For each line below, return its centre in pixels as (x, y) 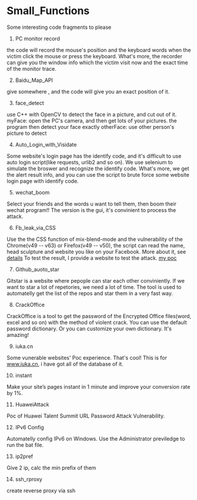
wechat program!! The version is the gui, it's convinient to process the (91, 210)
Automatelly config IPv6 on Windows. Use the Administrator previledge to (96, 438)
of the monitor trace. (31, 68)
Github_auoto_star (37, 269)
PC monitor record (38, 38)
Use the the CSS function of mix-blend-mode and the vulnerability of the (95, 239)
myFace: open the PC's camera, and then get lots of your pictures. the (92, 120)
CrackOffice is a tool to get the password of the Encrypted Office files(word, (99, 316)
